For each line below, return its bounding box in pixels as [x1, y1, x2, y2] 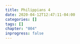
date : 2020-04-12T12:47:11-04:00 [5, 12, 75, 17]
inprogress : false [5, 31, 44, 36]
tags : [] [5, 21, 24, 27]
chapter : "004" [5, 26, 37, 31]
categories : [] [5, 17, 37, 22]
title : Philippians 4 [5, 7, 51, 13]
